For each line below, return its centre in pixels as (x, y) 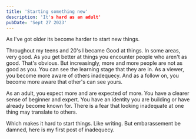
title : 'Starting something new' (47, 11)
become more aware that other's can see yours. (64, 82)
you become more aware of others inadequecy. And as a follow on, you (93, 76)
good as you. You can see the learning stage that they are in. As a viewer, (95, 69)
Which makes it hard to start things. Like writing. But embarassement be (94, 124)
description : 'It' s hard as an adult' (54, 17)
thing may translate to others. (42, 112)
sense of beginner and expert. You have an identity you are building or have (98, 100)
